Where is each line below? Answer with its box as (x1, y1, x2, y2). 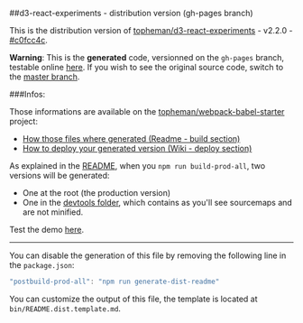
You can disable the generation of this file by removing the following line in (9, 250, 287, 261)
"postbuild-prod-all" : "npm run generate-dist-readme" (9, 277, 220, 286)
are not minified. (22, 207, 84, 217)
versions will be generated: (9, 171, 110, 180)
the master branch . (9, 71, 80, 82)
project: (9, 116, 39, 126)
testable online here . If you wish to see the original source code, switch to (9, 62, 284, 72)
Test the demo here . (9, 225, 84, 235)
